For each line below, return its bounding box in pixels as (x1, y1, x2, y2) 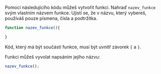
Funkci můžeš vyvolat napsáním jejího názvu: (5, 53, 100, 60)
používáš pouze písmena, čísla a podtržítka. (5, 15, 98, 21)
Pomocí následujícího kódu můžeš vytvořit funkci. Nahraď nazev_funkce (5, 5, 156, 10)
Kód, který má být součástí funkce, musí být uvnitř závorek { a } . (5, 44, 142, 50)
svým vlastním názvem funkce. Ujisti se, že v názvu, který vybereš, (5, 10, 147, 16)
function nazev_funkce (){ (5, 25, 60, 30)
